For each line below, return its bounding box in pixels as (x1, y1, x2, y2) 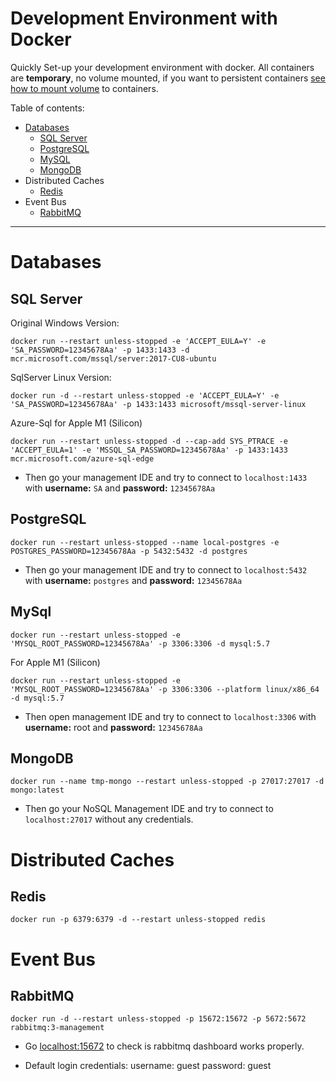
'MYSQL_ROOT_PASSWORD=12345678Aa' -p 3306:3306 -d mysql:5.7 (10, 638, 271, 649)
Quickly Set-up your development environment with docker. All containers (10, 61, 315, 73)
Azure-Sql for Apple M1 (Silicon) (10, 417, 143, 429)
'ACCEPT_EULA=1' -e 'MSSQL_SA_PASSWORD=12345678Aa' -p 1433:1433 (10, 445, 288, 455)
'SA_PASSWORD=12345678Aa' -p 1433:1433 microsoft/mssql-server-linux (10, 399, 307, 409)
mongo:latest (10, 785, 65, 796)
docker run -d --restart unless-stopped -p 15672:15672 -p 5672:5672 (10, 1014, 307, 1024)
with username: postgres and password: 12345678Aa (24, 574, 243, 586)
